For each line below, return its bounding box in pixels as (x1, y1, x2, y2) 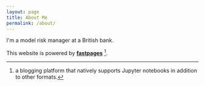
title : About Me (6, 15, 48, 21)
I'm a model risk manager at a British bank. (6, 37, 114, 44)
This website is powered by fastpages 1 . (6, 48, 108, 57)
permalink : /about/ (6, 20, 56, 26)
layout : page (6, 8, 40, 15)
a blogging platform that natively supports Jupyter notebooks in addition (15, 67, 197, 74)
